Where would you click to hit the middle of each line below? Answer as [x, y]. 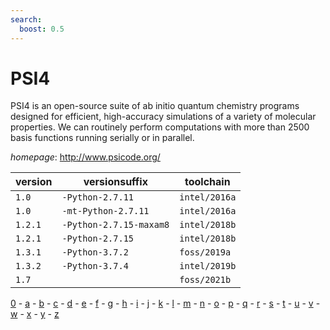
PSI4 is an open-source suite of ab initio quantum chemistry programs [155, 106]
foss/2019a [205, 252]
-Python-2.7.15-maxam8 [115, 225]
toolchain [207, 182]
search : [26, 19]
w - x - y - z [35, 314]
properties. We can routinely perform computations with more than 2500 [160, 127]
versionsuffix [115, 182]
